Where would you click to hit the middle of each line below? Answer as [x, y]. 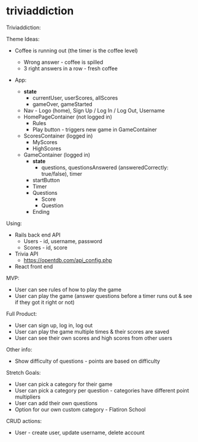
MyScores [45, 142]
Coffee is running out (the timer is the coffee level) [76, 50]
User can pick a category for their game [63, 384]
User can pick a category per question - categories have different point [102, 390]
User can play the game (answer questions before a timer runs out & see [103, 295]
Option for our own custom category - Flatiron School [80, 409]
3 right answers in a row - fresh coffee [71, 68]
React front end [34, 266]
